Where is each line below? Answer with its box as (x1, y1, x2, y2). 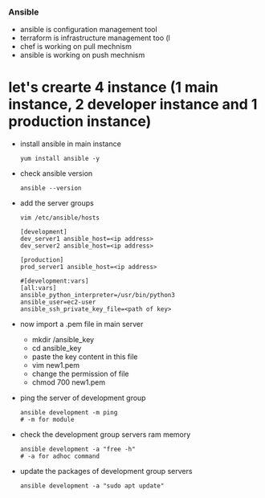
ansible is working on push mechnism (19, 51, 145, 60)
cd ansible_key (31, 344, 82, 353)
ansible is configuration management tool (19, 25, 158, 35)
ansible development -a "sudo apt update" (19, 482, 165, 490)
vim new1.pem (31, 361, 80, 370)
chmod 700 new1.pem (31, 378, 106, 387)
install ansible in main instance (19, 139, 122, 149)
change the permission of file (31, 369, 129, 379)
